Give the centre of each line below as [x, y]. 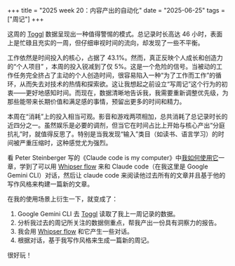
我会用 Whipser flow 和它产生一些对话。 [75, 231]
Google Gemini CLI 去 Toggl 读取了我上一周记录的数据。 [98, 214]
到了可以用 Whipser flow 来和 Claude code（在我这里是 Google [117, 166]
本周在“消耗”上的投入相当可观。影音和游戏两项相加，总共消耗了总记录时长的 [117, 117]
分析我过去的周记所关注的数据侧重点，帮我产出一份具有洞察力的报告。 [119, 222]
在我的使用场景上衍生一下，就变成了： [62, 199]
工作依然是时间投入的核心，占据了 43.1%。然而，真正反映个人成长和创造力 [115, 58]
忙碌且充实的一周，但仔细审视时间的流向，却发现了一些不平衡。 [112, 43]
